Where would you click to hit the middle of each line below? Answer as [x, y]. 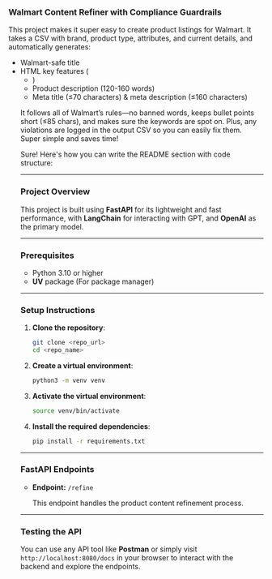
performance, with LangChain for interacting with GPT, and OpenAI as [138, 218]
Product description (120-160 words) [93, 88]
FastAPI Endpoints [57, 470]
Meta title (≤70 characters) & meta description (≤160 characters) [140, 97]
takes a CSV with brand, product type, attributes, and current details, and [131, 38]
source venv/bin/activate [76, 411]
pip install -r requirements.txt [89, 441]
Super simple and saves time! [69, 139]
